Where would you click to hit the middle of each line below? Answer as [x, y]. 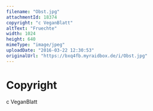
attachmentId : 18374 [32, 17]
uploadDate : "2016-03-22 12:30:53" [50, 50]
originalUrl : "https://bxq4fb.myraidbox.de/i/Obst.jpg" [77, 56]
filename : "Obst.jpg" [33, 12]
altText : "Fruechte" [32, 28]
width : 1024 [21, 34]
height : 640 [21, 39]
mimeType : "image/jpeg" [36, 45]
